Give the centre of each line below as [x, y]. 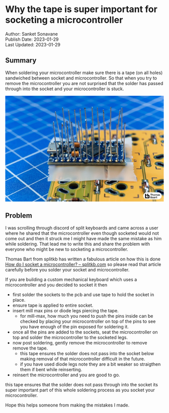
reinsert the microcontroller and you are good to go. [66, 375]
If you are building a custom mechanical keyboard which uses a [71, 279]
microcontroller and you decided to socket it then [56, 285]
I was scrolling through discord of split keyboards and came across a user [82, 228]
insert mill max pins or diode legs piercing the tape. [66, 310]
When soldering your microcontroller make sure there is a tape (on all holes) [84, 73]
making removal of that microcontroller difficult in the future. [82, 359]
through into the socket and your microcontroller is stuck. [65, 89]
